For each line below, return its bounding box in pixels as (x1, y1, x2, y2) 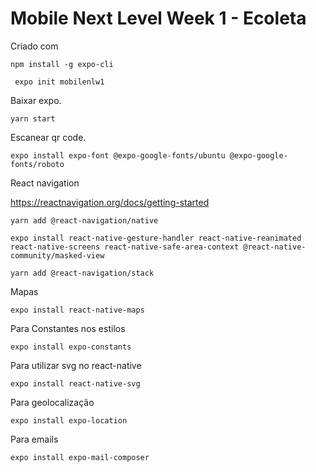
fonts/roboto (10, 159, 65, 169)
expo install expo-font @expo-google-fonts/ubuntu (10, 150, 226, 161)
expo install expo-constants (10, 342, 132, 352)
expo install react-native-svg (10, 378, 141, 389)
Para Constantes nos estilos (10, 322, 126, 334)
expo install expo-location (10, 415, 128, 426)
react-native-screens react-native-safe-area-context (10, 242, 240, 252)
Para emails (10, 433, 59, 445)
